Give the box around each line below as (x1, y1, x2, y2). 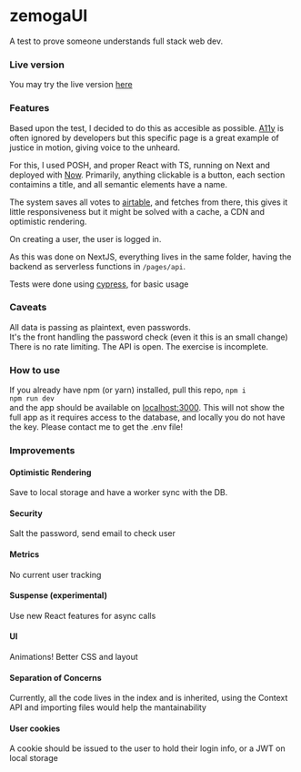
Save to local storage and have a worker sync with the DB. (9, 487, 228, 498)
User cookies (9, 723, 61, 734)
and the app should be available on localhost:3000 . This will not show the (9, 402, 285, 413)
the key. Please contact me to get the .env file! (9, 422, 184, 432)
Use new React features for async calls (9, 610, 156, 621)
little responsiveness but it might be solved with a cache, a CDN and (9, 206, 266, 217)
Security (9, 507, 43, 519)
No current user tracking (9, 569, 102, 580)
